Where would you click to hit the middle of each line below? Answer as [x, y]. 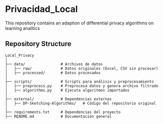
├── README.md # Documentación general [58, 116]
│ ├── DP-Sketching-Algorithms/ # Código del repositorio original [81, 103]
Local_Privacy [20, 55]
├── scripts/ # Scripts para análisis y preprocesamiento [80, 81]
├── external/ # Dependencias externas [58, 99]
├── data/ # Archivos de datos [54, 64]
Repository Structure [38, 44]
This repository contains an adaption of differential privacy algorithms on [80, 23]
